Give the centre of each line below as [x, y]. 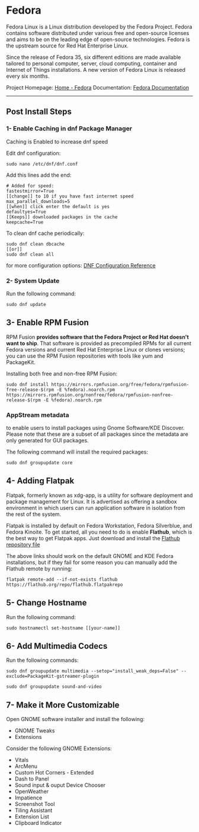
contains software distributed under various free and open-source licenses [98, 33]
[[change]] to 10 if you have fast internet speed [70, 196]
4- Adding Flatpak [40, 481]
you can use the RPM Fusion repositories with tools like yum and [85, 356]
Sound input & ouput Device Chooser [60, 785]
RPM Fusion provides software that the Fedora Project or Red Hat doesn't [98, 337]
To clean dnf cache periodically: [45, 233]
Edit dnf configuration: [33, 153]
